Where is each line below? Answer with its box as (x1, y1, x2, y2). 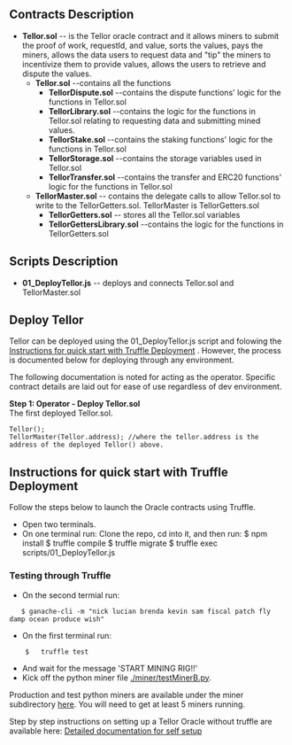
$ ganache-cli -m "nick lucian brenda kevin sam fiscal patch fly (20, 607, 272, 616)
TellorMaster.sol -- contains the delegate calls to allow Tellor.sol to (35, 190, 281, 201)
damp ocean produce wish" (9, 615, 104, 624)
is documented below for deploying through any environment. (9, 354, 234, 366)
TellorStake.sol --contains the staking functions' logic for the (48, 134, 273, 144)
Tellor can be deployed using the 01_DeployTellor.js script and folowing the (9, 336, 282, 346)
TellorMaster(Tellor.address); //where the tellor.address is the (9, 433, 259, 442)
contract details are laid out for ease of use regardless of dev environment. (9, 381, 282, 392)
